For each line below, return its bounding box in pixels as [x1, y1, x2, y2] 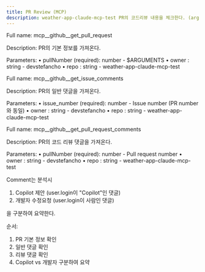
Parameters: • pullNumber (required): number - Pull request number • [6, 150, 182, 158]
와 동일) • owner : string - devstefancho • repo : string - [6, 106, 146, 114]
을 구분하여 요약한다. [6, 209, 56, 217]
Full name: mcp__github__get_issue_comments [6, 75, 124, 82]
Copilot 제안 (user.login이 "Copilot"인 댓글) [15, 189, 121, 196]
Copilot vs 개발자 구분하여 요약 [15, 258, 90, 266]
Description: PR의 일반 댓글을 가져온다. [6, 87, 101, 95]
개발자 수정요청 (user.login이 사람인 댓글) [15, 196, 114, 204]
